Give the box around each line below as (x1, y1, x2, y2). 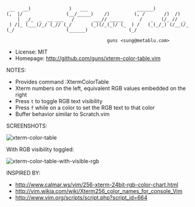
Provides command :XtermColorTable (15, 78, 109, 85)
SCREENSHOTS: (6, 122, 47, 129)
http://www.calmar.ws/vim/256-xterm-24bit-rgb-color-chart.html (15, 181, 179, 188)
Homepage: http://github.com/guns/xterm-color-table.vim (15, 55, 161, 62)
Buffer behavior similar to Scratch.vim (15, 110, 110, 118)
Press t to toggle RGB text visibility (15, 98, 103, 104)
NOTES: (6, 67, 26, 73)
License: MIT (15, 49, 48, 55)
